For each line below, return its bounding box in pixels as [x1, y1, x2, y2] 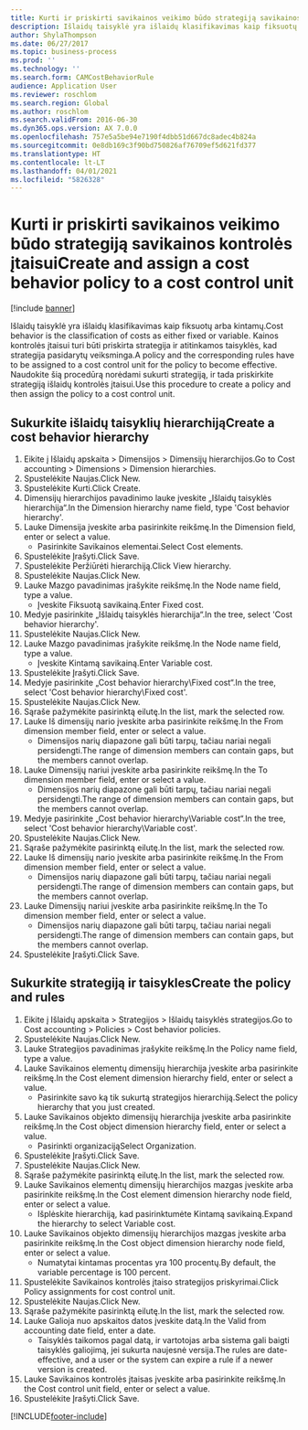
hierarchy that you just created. [37, 1101, 155, 1112]
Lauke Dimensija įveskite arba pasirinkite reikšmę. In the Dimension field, [23, 522, 296, 532]
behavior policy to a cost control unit [10, 272, 294, 293]
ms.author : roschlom [10, 107, 90, 116]
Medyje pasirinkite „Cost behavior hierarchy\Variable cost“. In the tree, [23, 813, 286, 824]
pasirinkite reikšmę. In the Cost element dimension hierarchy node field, [23, 1189, 292, 1200]
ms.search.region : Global [10, 98, 109, 108]
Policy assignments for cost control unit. [23, 1286, 175, 1297]
